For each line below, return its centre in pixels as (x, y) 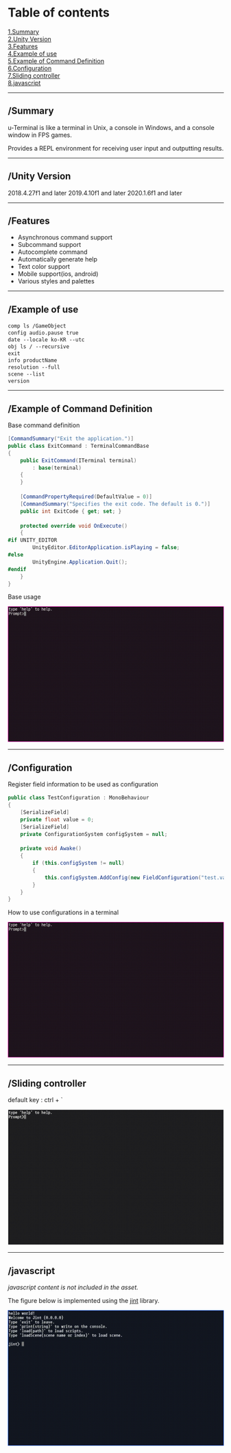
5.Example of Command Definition (56, 61)
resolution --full (34, 367)
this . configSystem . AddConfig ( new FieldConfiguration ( (123, 878)
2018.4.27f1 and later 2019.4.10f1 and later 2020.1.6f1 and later (95, 193)
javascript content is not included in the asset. (73, 1287)
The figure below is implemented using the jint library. (84, 1300)
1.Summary (24, 32)
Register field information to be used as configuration (83, 784)
